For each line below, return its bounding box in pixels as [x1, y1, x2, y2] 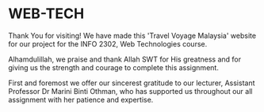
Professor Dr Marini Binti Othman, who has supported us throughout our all [8, 86, 253, 95]
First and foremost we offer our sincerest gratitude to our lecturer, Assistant [8, 78, 255, 88]
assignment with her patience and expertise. [8, 95, 154, 104]
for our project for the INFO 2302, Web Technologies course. [8, 39, 208, 48]
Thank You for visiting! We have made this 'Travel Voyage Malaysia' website [8, 31, 256, 40]
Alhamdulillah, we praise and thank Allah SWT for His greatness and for [8, 54, 242, 64]
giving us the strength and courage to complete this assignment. [8, 62, 220, 72]
